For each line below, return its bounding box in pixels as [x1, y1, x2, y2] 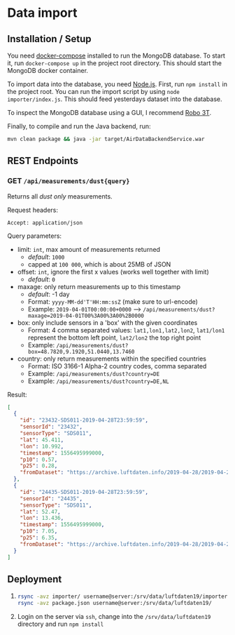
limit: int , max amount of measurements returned [17, 245, 161, 253]
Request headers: [7, 206, 58, 214]
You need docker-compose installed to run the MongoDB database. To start [7, 51, 226, 60]
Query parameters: [7, 232, 62, 240]
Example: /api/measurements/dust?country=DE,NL [27, 377, 169, 385]
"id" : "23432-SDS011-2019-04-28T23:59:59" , [20, 417, 149, 424]
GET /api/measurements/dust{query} [7, 176, 130, 186]
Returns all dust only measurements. [7, 192, 113, 201]
